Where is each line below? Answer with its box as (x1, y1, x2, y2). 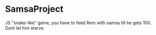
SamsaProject (5, 3, 64, 15)
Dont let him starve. (5, 25, 45, 31)
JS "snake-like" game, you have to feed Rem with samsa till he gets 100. (5, 20, 152, 26)
